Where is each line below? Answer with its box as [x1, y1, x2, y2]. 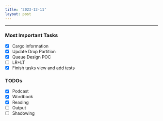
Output [12, 105, 26, 110]
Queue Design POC [12, 54, 51, 60]
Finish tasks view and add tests [12, 65, 75, 71]
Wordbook [12, 94, 33, 100]
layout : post [5, 12, 32, 16]
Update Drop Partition [12, 48, 56, 54]
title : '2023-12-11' [5, 7, 47, 12]
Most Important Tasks [5, 32, 58, 39]
